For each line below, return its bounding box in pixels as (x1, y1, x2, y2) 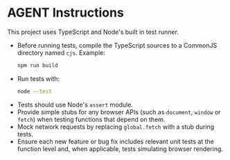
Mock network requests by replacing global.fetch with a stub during (17, 123, 215, 131)
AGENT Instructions (7, 5, 125, 21)
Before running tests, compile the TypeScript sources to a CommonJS (17, 41, 218, 49)
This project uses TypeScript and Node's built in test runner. (7, 28, 179, 36)
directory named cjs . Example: (17, 48, 105, 57)
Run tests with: (17, 74, 60, 82)
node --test (17, 88, 52, 95)
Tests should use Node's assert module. (17, 100, 134, 109)
